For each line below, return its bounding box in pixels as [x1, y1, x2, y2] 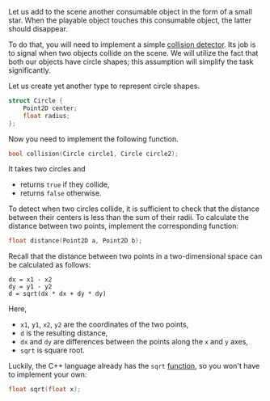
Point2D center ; [23, 104, 78, 112]
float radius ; [23, 112, 70, 120]
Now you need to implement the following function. [8, 133, 179, 144]
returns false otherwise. [19, 188, 102, 198]
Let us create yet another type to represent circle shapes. [8, 81, 200, 91]
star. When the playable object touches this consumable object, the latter [8, 15, 252, 25]
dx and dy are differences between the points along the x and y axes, [19, 337, 249, 347]
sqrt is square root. [19, 345, 85, 355]
